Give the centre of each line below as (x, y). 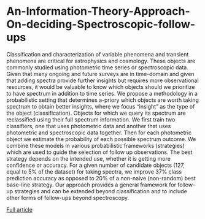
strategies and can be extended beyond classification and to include (101, 191)
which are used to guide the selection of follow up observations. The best (99, 152)
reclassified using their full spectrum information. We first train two (91, 119)
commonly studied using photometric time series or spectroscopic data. (97, 67)
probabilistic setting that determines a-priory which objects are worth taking (103, 100)
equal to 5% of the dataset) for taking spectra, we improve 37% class (94, 171)
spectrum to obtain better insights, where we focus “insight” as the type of (101, 106)
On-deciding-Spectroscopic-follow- (101, 24)
